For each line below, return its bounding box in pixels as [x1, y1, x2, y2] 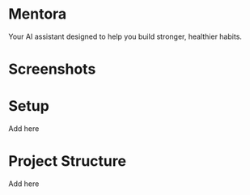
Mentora [8, 5, 67, 23]
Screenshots [8, 60, 96, 78]
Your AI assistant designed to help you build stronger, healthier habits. [8, 32, 243, 41]
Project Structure [8, 152, 127, 171]
